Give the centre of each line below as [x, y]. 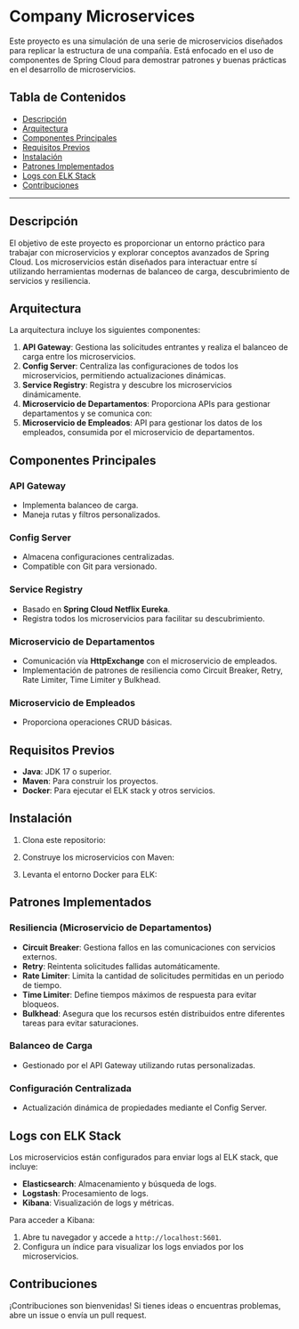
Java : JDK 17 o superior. [67, 772]
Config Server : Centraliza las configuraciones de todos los [130, 366]
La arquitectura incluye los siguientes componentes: [105, 330]
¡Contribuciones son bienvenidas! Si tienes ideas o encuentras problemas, [145, 1305]
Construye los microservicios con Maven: [98, 857]
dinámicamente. [52, 394]
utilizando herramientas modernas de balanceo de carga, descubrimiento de [149, 271]
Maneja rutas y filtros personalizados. [91, 515]
